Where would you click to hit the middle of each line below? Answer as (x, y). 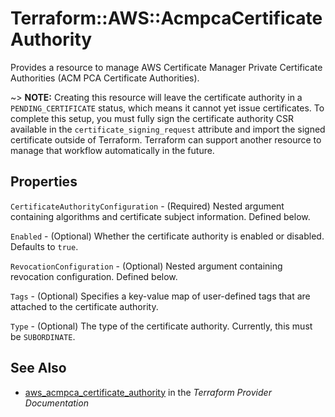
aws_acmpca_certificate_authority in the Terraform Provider (148, 392)
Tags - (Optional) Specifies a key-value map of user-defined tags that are (160, 296)
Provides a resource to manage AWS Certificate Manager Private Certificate (166, 67)
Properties (44, 182)
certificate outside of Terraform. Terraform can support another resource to (166, 139)
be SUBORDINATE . (43, 336)
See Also (38, 368)
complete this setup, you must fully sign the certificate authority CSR (152, 118)
